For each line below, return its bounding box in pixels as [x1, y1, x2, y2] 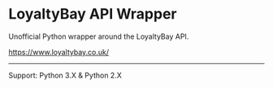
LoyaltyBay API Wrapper [8, 5, 177, 23]
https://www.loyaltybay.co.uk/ [8, 47, 110, 57]
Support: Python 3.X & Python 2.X [8, 70, 122, 80]
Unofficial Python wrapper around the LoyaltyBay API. [8, 31, 189, 41]
